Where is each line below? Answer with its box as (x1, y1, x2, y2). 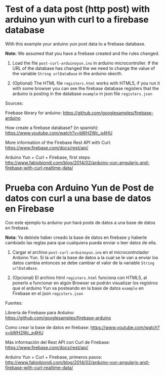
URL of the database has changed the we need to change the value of (12, 65, 155, 71)
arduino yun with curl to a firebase (5, 14, 149, 25)
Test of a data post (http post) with (5, 3, 150, 15)
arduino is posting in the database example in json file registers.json (12, 91, 153, 96)
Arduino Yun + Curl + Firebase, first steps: (5, 154, 91, 160)
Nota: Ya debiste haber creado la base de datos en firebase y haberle (5, 234, 147, 240)
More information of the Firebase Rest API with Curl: (5, 140, 111, 145)
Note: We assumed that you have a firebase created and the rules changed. (5, 50, 160, 56)
